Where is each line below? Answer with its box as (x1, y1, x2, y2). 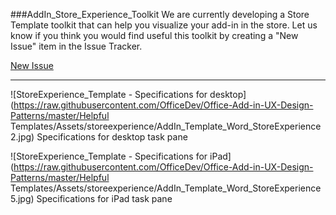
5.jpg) (10, 193, 35, 204)
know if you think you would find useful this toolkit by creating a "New (10, 30, 299, 41)
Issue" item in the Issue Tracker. (10, 40, 143, 52)
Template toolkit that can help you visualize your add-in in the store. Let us (10, 19, 318, 31)
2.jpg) (10, 131, 35, 143)
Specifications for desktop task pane (36, 131, 188, 143)
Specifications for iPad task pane (36, 193, 173, 204)
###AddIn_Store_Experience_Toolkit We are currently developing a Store (10, 9, 310, 20)
